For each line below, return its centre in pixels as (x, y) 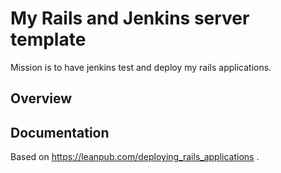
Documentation (60, 132)
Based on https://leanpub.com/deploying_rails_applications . (135, 157)
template (48, 39)
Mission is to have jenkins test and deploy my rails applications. (141, 67)
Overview (41, 98)
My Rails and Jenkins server (130, 18)
